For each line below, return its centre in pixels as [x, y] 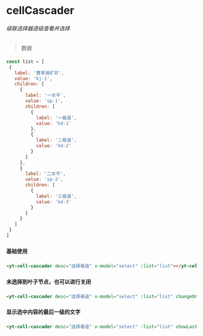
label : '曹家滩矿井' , [39, 73]
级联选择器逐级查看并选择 [38, 28]
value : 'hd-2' [53, 146]
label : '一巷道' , [56, 118]
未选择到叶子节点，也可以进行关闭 [49, 282]
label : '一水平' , [46, 95]
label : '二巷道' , [56, 140]
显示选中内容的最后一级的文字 [43, 312]
